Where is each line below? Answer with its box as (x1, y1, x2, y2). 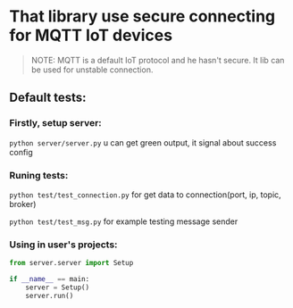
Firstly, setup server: (9, 117, 103, 129)
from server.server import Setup (9, 259, 134, 268)
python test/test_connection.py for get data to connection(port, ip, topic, (9, 189, 281, 200)
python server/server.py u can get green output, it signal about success (9, 137, 277, 148)
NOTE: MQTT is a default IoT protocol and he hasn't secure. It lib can (30, 54, 285, 65)
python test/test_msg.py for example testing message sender (9, 216, 239, 227)
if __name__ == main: (9, 275, 90, 284)
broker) (9, 198, 37, 209)
